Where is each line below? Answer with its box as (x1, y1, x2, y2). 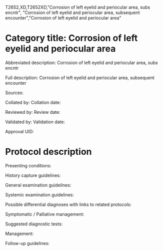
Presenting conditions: (5, 162, 51, 168)
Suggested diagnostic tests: (5, 220, 63, 227)
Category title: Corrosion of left (5, 33, 138, 44)
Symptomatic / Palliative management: (5, 211, 84, 217)
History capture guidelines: (5, 172, 61, 178)
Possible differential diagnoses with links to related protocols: (5, 201, 131, 207)
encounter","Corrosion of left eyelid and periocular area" (5, 15, 121, 21)
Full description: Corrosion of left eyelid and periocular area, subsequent (5, 75, 155, 81)
